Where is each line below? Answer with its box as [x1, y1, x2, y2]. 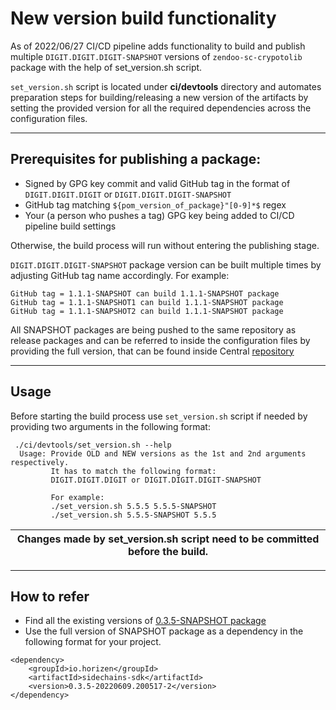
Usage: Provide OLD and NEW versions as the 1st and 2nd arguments [19, 448, 307, 459]
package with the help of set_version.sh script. [10, 61, 203, 73]
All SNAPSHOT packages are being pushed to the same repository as [10, 323, 297, 336]
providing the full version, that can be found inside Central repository [10, 345, 295, 357]
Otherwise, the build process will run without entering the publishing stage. [10, 239, 320, 251]
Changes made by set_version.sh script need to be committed [16, 532, 320, 546]
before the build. [127, 544, 209, 558]
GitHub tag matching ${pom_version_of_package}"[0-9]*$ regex [24, 198, 287, 211]
